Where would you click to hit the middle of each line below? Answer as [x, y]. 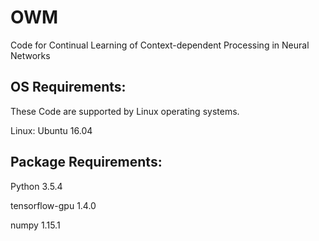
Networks [30, 55]
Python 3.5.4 [36, 186]
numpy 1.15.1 [35, 225]
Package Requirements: [86, 162]
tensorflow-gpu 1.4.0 [53, 205]
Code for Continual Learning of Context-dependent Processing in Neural [160, 45]
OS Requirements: [68, 87]
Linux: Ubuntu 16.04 [51, 130]
